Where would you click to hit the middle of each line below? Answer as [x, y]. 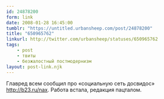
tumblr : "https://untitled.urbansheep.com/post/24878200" [79, 28]
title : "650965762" [30, 34]
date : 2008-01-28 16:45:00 [40, 23]
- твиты [26, 56]
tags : [13, 45]
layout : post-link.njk [34, 67]
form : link [20, 17]
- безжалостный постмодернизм [54, 61]
